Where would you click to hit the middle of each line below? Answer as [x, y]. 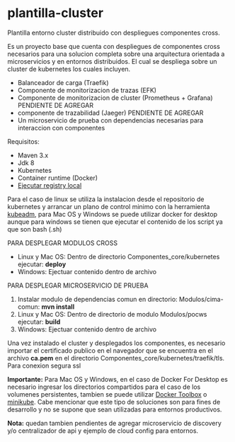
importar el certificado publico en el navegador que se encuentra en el [110, 350]
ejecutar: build [39, 322]
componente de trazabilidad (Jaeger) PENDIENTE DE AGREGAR [110, 113]
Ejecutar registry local [50, 185]
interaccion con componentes [61, 127]
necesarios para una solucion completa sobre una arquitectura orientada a [116, 54]
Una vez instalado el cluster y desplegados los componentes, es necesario [116, 343]
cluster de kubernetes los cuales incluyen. [69, 69]
